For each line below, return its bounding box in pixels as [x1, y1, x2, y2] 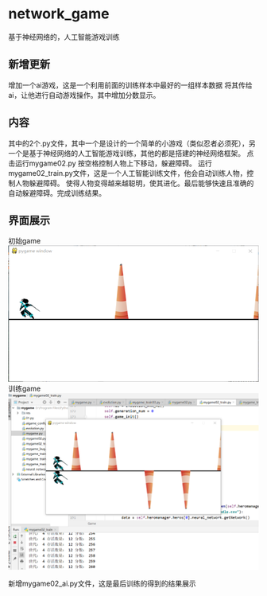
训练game [8, 384, 41, 394]
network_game [8, 5, 110, 23]
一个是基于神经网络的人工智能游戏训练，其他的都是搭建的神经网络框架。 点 [8, 148, 254, 158]
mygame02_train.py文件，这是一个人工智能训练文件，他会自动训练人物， [8, 168, 247, 177]
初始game [8, 236, 41, 246]
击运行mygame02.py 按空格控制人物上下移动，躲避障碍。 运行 [8, 158, 212, 168]
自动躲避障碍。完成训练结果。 [8, 188, 106, 197]
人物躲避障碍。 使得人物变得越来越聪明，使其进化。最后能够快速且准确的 [14, 178, 254, 188]
